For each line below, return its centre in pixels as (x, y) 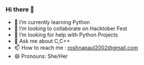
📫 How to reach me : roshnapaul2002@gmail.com (76, 48)
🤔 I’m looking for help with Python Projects (66, 35)
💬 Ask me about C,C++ (42, 41)
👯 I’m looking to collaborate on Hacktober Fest (71, 28)
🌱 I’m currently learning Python (52, 22)
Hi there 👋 (20, 9)
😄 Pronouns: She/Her (41, 56)
